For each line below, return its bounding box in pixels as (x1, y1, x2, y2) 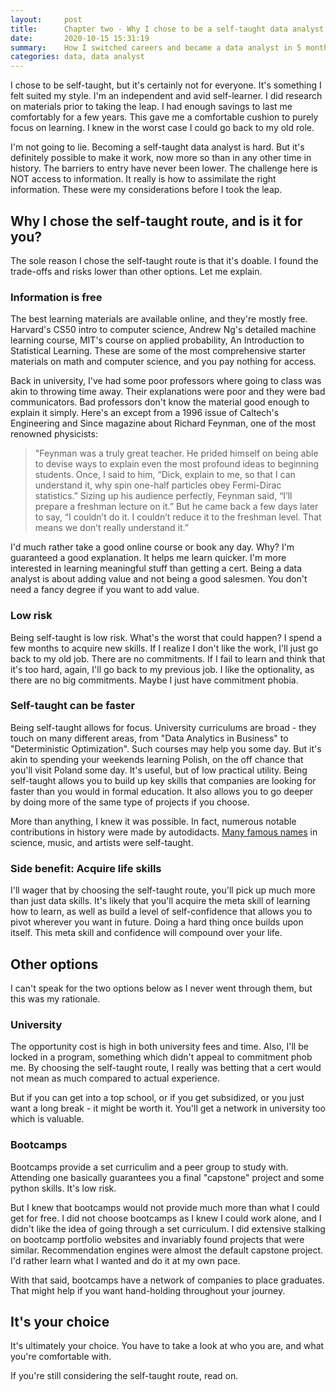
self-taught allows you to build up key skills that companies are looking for (10, 774, 317, 786)
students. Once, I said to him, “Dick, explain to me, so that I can (34, 469, 296, 481)
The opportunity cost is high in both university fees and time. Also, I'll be (10, 1041, 309, 1053)
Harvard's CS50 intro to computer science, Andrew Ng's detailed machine (10, 324, 317, 336)
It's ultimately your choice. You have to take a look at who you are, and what (10, 1340, 325, 1352)
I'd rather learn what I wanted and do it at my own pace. (10, 1254, 241, 1266)
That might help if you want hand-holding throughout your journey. (10, 1284, 286, 1296)
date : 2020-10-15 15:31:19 (10, 33, 150, 43)
